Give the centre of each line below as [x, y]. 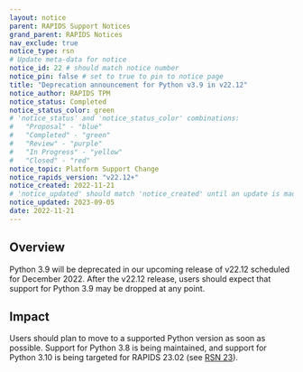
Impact [29, 316]
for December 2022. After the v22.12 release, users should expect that [140, 279]
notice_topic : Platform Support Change [84, 169]
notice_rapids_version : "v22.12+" [74, 177]
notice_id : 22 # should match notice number [94, 69]
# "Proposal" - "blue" [56, 127]
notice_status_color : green [62, 110]
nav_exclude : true [44, 43]
